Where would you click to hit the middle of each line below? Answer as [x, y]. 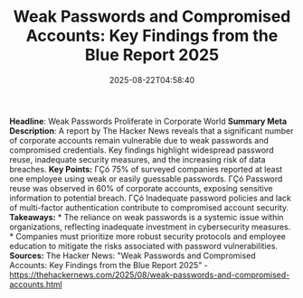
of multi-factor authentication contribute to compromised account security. [149, 207]
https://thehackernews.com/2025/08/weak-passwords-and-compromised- [150, 275]
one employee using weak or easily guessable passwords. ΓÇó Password [146, 179]
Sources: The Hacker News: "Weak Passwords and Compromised [133, 256]
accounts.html [36, 284]
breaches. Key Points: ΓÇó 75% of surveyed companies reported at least [146, 169]
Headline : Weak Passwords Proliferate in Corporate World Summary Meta [148, 121]
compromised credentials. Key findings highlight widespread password [142, 150]
